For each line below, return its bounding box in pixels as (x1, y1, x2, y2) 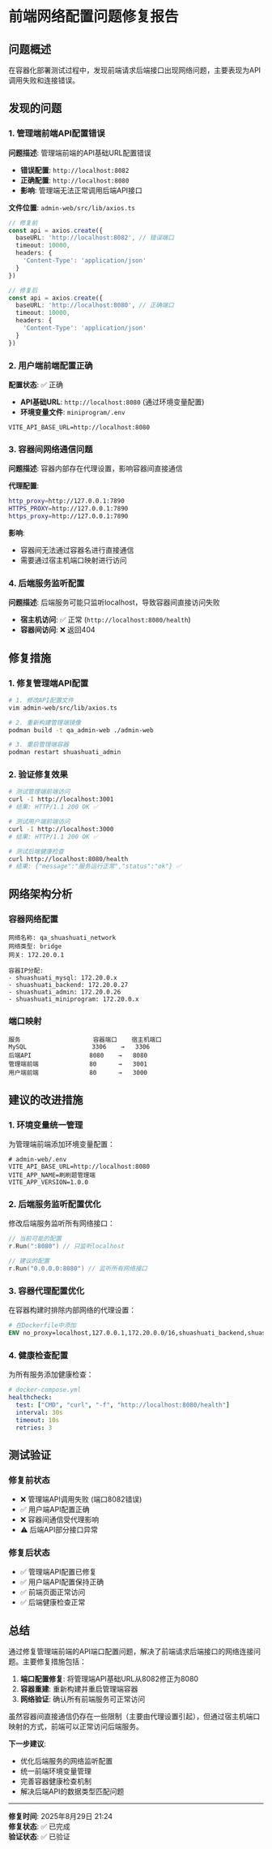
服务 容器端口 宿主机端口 (8, 1036, 162, 1044)
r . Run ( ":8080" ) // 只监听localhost (8, 1243, 125, 1251)
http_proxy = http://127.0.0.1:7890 (8, 497, 125, 506)
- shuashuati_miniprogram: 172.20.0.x (8, 995, 139, 1003)
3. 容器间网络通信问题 (8, 443, 93, 455)
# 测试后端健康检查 (8, 847, 65, 856)
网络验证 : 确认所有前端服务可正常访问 (19, 1694, 146, 1705)
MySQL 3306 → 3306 (8, 1043, 151, 1051)
